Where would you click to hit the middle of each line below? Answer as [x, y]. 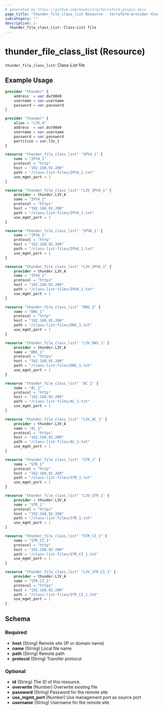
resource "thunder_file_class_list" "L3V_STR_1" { [57, 496]
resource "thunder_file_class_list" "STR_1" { [53, 460]
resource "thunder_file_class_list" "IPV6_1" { [54, 231]
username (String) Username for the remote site [60, 703]
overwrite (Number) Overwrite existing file [55, 687]
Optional [15, 671]
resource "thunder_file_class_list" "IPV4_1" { [54, 154]
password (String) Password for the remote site [60, 692]
